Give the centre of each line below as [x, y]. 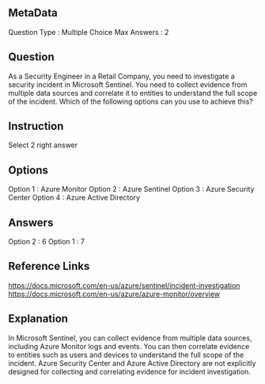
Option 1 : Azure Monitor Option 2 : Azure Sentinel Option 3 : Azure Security [131, 189]
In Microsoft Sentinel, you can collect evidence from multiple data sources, [130, 338]
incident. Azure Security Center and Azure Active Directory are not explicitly [132, 363]
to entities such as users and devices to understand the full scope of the [126, 355]
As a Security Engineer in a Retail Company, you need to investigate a [121, 76]
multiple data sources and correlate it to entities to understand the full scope [133, 93]
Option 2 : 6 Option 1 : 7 [47, 241]
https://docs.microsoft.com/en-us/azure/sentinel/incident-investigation [124, 285]
